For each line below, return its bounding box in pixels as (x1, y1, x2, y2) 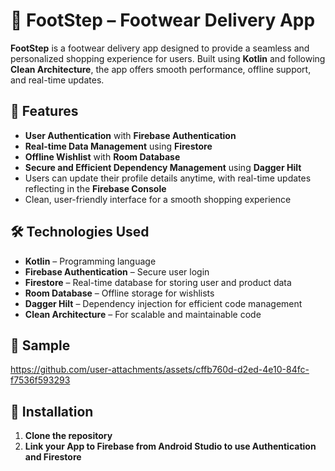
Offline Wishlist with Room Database (24, 150, 181, 163)
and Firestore (24, 451, 82, 463)
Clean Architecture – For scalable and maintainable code (24, 308, 262, 320)
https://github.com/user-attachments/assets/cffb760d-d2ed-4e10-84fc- (10, 364, 310, 376)
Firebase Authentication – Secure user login (24, 265, 210, 278)
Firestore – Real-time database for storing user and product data (24, 276, 292, 288)
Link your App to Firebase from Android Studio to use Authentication (24, 440, 317, 453)
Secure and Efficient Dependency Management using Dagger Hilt (24, 161, 302, 173)
